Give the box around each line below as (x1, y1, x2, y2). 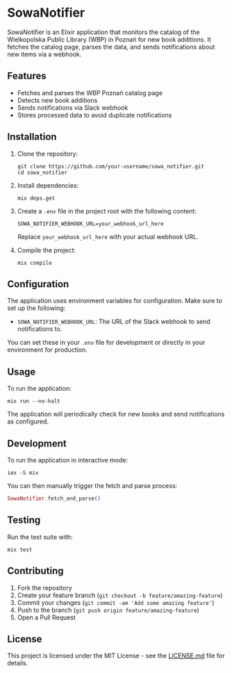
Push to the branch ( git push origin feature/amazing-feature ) (17, 606, 199, 614)
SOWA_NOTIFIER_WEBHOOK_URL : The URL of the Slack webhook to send (17, 318, 210, 326)
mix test (7, 546, 33, 553)
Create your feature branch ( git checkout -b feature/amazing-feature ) (17, 591, 223, 599)
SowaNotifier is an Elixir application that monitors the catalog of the (7, 28, 200, 36)
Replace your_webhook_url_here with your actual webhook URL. (17, 232, 199, 241)
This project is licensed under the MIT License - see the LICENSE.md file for (7, 651, 225, 660)
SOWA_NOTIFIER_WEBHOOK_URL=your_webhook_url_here (17, 220, 165, 227)
